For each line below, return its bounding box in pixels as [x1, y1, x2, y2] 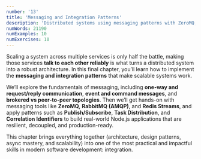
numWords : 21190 [6, 25, 47, 32]
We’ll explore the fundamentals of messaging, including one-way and [6, 84, 179, 90]
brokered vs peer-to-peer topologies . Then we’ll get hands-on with [6, 96, 175, 103]
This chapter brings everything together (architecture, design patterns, [6, 133, 181, 140]
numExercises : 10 [6, 36, 50, 42]
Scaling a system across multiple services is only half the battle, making [6, 53, 184, 60]
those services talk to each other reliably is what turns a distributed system [6, 59, 194, 66]
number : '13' [6, 8, 39, 15]
